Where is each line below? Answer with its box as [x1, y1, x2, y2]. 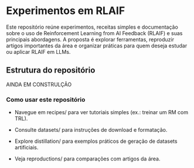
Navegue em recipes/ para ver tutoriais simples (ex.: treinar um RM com [14, 109, 189, 116]
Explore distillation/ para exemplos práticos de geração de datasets [14, 138, 178, 145]
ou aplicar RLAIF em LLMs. [6, 48, 71, 55]
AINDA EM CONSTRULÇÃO [6, 81, 72, 88]
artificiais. [14, 144, 39, 151]
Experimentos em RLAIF [6, 4, 125, 18]
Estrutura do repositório [6, 66, 96, 76]
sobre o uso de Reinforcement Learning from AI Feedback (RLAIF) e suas [6, 29, 183, 36]
